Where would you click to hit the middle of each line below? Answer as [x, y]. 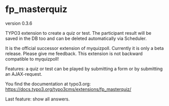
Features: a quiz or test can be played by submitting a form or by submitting [84, 69]
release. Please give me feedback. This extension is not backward [74, 54]
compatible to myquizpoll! [32, 59]
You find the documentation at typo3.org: [48, 84]
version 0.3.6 [19, 23]
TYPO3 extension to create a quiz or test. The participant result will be [78, 33]
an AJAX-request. [24, 74]
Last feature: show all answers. [38, 99]
